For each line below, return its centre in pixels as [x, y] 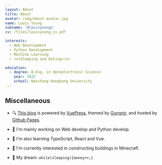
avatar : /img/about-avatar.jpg [37, 18]
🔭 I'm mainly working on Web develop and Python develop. [71, 129]
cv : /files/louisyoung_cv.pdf [36, 32]
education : [16, 68]
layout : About [19, 9]
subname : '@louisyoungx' [30, 28]
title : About [18, 14]
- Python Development [31, 50]
